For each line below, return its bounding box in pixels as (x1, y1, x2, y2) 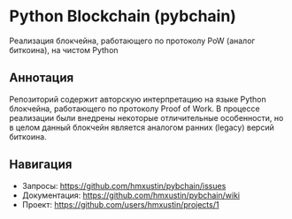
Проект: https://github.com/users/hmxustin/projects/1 (21, 199, 219, 209)
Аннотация (9, 71, 74, 86)
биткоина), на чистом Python (9, 44, 119, 55)
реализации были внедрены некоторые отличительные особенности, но (9, 112, 284, 123)
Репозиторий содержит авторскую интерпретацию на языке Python (9, 94, 267, 104)
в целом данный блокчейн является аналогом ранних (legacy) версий (9, 122, 274, 132)
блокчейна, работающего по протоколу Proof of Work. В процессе (9, 103, 260, 114)
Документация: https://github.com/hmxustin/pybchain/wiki (21, 190, 241, 200)
